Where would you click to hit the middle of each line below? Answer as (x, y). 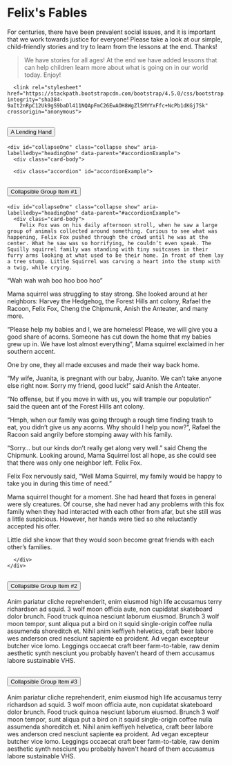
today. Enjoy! (42, 75)
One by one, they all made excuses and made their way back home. (104, 364)
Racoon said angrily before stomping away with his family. (90, 434)
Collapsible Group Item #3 (44, 681)
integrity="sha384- (35, 99)
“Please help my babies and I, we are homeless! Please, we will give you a (113, 329)
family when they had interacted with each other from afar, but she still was (114, 511)
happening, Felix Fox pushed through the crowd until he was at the (108, 237)
